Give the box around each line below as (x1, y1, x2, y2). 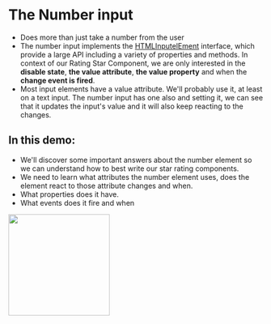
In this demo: (8, 134, 75, 147)
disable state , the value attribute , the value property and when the (19, 66, 248, 76)
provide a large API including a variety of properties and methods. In (19, 49, 248, 59)
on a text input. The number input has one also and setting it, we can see (19, 92, 264, 102)
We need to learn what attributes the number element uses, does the (19, 172, 250, 181)
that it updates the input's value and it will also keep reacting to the (19, 101, 244, 111)
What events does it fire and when (19, 198, 135, 207)
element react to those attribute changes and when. (19, 181, 193, 190)
